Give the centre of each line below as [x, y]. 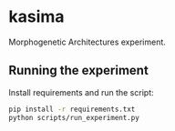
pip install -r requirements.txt [72, 109]
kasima [36, 17]
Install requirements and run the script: [81, 92]
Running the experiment [79, 71]
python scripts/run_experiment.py [74, 117]
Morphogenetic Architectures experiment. [87, 42]
